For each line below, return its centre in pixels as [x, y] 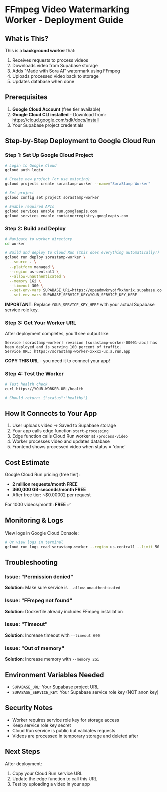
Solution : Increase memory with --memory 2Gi [52, 659]
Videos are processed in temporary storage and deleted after [75, 736]
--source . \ [23, 262]
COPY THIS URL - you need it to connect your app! [58, 361]
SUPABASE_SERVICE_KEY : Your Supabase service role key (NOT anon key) [85, 692]
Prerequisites [26, 97]
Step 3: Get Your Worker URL [41, 323]
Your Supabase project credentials [48, 125]
